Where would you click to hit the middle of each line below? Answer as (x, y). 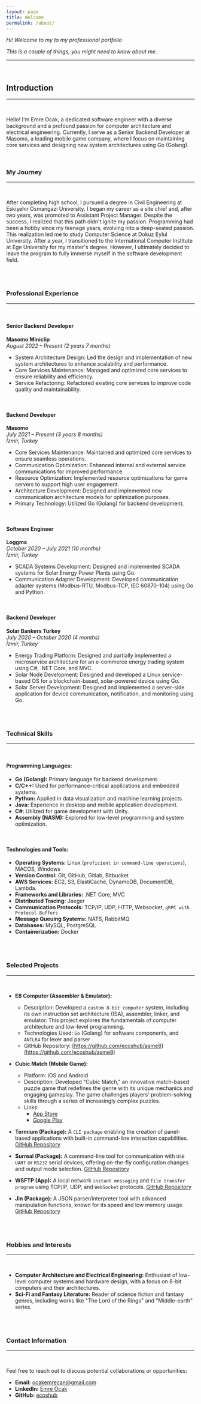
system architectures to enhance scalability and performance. (91, 363)
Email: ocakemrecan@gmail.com (56, 1382)
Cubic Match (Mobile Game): (51, 1064)
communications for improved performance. (69, 471)
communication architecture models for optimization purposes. (92, 497)
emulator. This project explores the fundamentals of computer (100, 1020)
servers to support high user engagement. (67, 485)
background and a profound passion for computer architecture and (89, 126)
